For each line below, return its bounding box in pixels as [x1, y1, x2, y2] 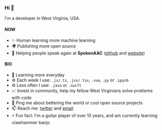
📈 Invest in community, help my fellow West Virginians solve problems [11, 87, 153, 94]
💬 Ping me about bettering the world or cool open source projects [11, 99, 143, 106]
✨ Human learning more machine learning [11, 37, 96, 43]
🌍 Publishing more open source [11, 43, 76, 49]
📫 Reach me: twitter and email [11, 105, 74, 111]
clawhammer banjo [11, 119, 50, 125]
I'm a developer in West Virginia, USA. [4, 16, 81, 21]
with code [11, 95, 32, 100]
